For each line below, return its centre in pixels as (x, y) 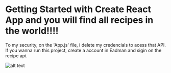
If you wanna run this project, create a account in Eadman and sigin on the (83, 50)
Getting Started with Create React (78, 9)
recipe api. (17, 56)
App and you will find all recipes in (79, 20)
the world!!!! (32, 31)
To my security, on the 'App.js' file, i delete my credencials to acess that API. (86, 45)
